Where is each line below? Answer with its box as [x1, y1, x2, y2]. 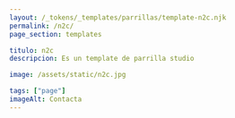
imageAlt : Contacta [9, 95, 83, 104]
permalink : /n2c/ [9, 21, 74, 30]
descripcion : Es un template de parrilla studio [9, 55, 195, 63]
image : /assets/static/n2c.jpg [9, 71, 126, 80]
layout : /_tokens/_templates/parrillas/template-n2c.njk [9, 13, 227, 22]
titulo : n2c [9, 46, 54, 55]
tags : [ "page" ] [9, 87, 66, 96]
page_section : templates [9, 29, 102, 38]
